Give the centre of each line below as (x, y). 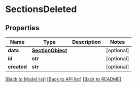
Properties (22, 28)
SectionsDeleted (41, 9)
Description (87, 42)
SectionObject (49, 50)
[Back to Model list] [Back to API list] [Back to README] (63, 79)
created (17, 67)
